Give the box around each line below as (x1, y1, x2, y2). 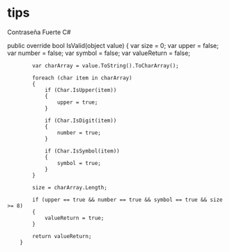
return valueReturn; (32, 233, 92, 239)
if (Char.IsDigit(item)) (44, 117, 117, 124)
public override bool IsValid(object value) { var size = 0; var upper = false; (7, 41, 219, 49)
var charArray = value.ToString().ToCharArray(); (32, 62, 179, 69)
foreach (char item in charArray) (32, 74, 132, 81)
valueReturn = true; (44, 214, 105, 221)
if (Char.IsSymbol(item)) (44, 148, 120, 155)
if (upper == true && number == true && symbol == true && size (32, 196, 223, 203)
